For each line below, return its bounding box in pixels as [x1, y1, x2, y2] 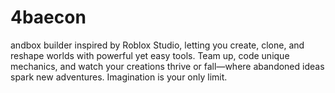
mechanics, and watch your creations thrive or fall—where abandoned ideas [10, 60, 325, 72]
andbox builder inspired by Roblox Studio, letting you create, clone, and [10, 39, 305, 51]
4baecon [10, 6, 87, 29]
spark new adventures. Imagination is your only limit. [10, 71, 228, 83]
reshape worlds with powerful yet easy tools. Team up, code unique [10, 49, 290, 61]
